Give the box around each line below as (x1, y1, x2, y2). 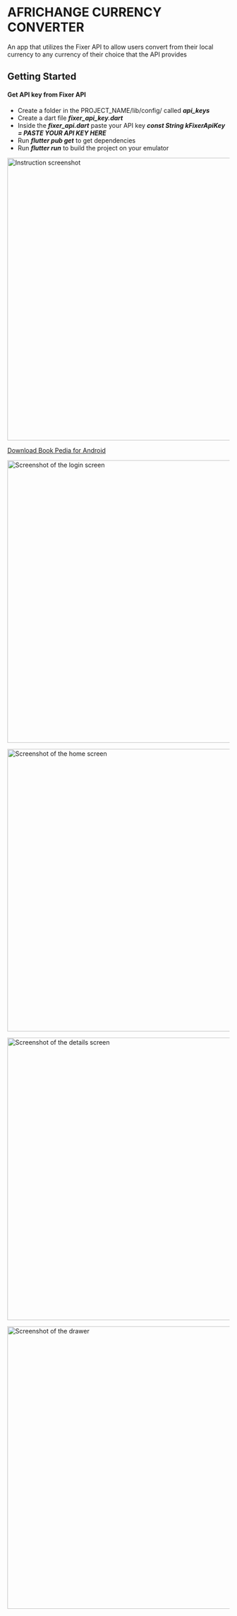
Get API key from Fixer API (7, 90, 86, 99)
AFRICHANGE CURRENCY (7, 4, 162, 20)
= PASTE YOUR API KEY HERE (17, 129, 107, 137)
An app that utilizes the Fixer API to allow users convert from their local (7, 42, 214, 51)
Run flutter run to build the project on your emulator (17, 143, 169, 152)
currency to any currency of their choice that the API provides (7, 50, 187, 59)
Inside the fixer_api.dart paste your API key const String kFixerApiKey (17, 121, 226, 129)
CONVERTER (7, 19, 85, 35)
